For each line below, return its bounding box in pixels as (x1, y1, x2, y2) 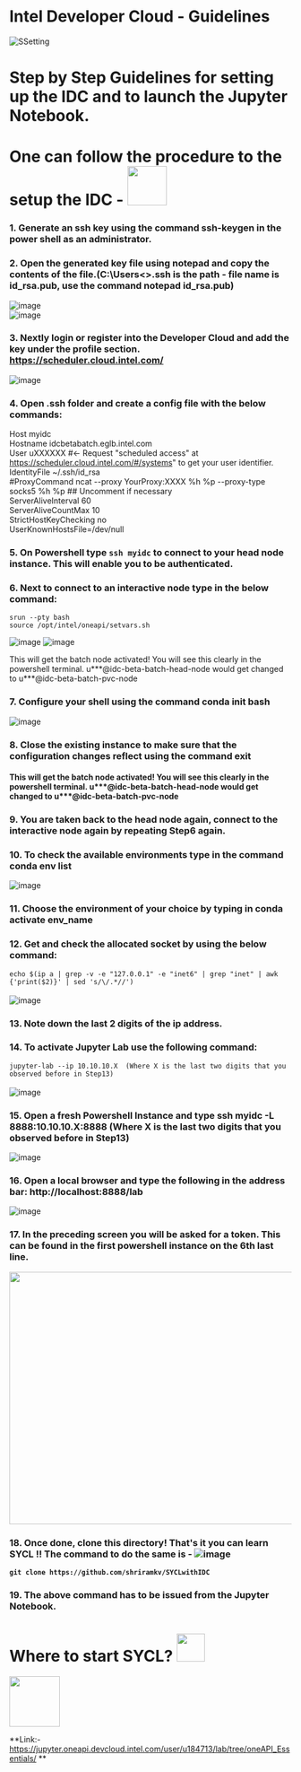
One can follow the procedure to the (9, 146, 282, 167)
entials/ (9, 1752, 38, 1764)
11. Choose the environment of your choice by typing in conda (9, 903, 284, 915)
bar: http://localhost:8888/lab (9, 1186, 143, 1199)
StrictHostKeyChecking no (9, 514, 107, 526)
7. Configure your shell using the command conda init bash (9, 695, 271, 708)
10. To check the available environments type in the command (9, 849, 284, 860)
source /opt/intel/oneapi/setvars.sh (9, 621, 150, 630)
